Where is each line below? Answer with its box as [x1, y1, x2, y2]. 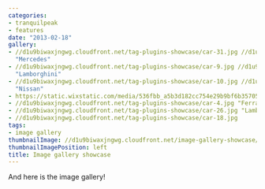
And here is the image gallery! [8, 172, 106, 182]
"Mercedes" [15, 56, 51, 64]
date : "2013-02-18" [8, 33, 73, 42]
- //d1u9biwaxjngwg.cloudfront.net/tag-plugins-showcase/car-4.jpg [8, 99, 235, 107]
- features [8, 26, 44, 34]
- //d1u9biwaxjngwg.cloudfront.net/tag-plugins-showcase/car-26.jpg [8, 107, 238, 115]
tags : [8, 121, 26, 129]
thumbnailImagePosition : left [8, 143, 108, 151]
